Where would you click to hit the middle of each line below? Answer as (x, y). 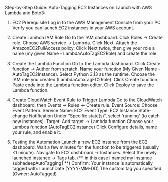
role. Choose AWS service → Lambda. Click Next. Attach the (75, 43)
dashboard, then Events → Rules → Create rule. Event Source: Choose (85, 105)
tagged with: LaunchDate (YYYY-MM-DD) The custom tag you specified (87, 169)
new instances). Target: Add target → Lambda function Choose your (83, 121)
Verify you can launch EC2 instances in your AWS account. (73, 28)
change (20, 116)
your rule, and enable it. (36, 132)
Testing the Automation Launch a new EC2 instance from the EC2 (80, 142)
